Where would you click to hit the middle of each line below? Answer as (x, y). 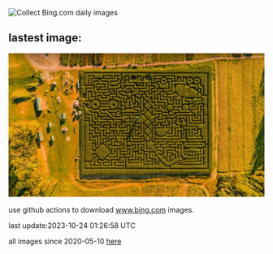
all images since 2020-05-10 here (65, 241)
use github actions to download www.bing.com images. (102, 210)
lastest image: (45, 38)
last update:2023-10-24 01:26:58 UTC (72, 226)
